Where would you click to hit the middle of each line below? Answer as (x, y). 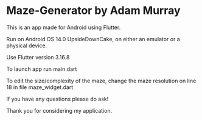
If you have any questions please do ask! (57, 99)
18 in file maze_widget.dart (40, 87)
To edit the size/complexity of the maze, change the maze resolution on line (101, 81)
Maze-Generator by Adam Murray (93, 11)
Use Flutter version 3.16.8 (38, 57)
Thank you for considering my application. (59, 110)
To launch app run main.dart (42, 69)
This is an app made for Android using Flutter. (64, 27)
